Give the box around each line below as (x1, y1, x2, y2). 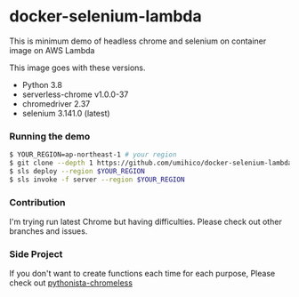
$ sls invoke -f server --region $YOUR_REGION (9, 175, 185, 184)
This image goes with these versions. (9, 62, 146, 73)
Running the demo (9, 130, 91, 142)
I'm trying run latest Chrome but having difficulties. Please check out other (9, 216, 282, 228)
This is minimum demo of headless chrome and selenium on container (9, 36, 267, 46)
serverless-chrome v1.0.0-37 (21, 89, 129, 100)
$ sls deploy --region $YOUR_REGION (9, 166, 145, 175)
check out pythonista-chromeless (9, 277, 133, 288)
